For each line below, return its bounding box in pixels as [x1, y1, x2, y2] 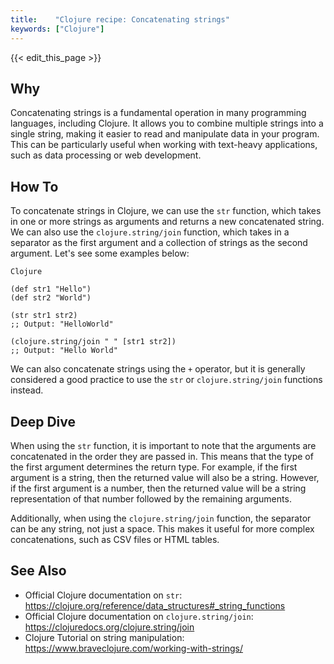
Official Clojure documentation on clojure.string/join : [24, 610, 254, 622]
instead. [10, 384, 44, 396]
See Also [10, 562, 67, 580]
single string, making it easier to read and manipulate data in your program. [10, 128, 320, 140]
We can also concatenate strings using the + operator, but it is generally [10, 363, 306, 375]
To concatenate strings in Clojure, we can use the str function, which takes [10, 205, 322, 217]
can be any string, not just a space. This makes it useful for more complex [10, 522, 315, 535]
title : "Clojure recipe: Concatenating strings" [10, 14, 230, 25]
